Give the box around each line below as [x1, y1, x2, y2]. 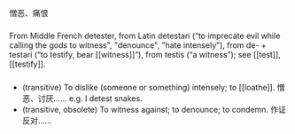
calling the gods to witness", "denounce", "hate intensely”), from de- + [9, 39, 268, 51]
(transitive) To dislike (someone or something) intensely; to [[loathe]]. [21, 82, 276, 92]
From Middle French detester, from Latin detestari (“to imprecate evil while [9, 30, 281, 41]
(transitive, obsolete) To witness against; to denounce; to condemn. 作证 [21, 104, 286, 114]
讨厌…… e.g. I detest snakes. [37, 92, 144, 104]
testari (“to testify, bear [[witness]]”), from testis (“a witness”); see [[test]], [9, 49, 281, 59]
